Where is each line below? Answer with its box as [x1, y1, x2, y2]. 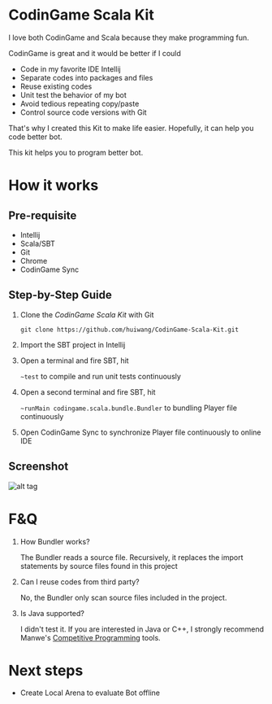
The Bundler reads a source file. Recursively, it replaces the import [19, 552, 244, 562]
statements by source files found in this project [19, 561, 179, 571]
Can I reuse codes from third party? [19, 576, 140, 587]
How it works [8, 177, 99, 195]
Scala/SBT [19, 238, 55, 248]
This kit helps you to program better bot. [8, 147, 144, 157]
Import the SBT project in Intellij [19, 339, 126, 349]
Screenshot [8, 460, 69, 474]
